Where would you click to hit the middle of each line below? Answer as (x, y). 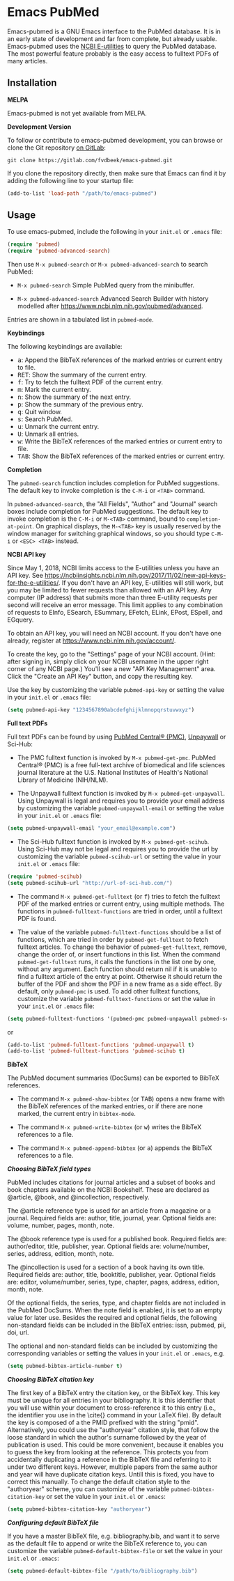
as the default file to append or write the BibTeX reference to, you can (107, 1543)
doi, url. (18, 1332)
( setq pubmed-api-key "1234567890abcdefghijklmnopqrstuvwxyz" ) (101, 710)
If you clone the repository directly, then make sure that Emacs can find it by (117, 173)
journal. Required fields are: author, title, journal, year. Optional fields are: (112, 1218)
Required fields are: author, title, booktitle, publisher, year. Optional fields (111, 1275)
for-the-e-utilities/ (33, 583)
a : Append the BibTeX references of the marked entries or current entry (120, 360)
